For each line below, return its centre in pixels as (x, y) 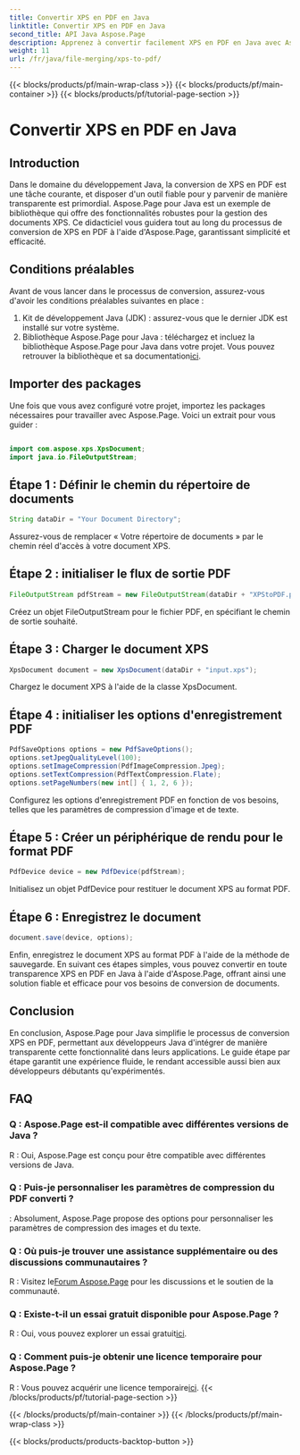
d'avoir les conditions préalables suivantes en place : (107, 300)
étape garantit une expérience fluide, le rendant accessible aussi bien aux (145, 1061)
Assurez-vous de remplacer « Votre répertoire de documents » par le (136, 536)
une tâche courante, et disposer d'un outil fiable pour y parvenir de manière (149, 194)
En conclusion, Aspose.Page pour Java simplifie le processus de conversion (150, 1032)
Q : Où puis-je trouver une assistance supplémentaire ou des (144, 1250)
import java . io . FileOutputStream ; (74, 457)
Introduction (45, 163)
